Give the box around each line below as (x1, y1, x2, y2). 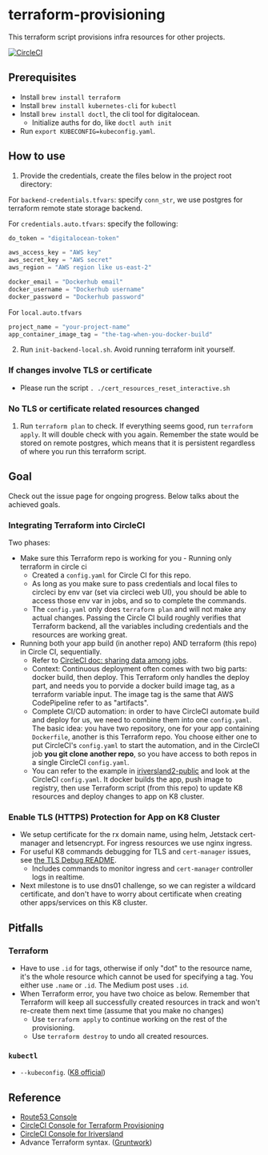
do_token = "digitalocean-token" (8, 234, 120, 242)
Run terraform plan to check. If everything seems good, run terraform (19, 421, 254, 431)
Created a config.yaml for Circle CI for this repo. (31, 570, 192, 580)
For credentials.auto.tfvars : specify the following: (8, 219, 178, 228)
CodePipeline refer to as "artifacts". (31, 698, 150, 708)
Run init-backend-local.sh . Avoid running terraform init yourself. (19, 344, 236, 354)
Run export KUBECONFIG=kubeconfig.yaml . (19, 126, 156, 135)
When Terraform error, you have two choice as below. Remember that (19, 989, 250, 999)
